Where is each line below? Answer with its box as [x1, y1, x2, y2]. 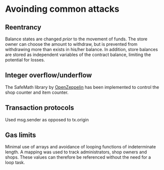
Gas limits [5, 131, 36, 140]
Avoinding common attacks [5, 3, 119, 15]
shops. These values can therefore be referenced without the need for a [5, 154, 151, 160]
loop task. [5, 160, 26, 166]
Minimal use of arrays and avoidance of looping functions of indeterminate [5, 144, 156, 150]
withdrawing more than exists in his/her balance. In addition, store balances [5, 47, 158, 52]
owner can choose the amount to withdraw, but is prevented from [5, 41, 137, 47]
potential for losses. [5, 57, 45, 62]
